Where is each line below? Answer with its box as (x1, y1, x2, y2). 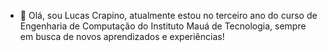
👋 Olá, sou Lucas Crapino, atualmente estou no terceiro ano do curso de (19, 10, 318, 21)
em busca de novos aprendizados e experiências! (19, 31, 225, 42)
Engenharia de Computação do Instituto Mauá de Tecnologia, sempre (19, 20, 307, 32)
